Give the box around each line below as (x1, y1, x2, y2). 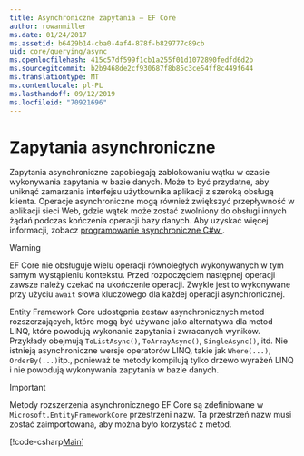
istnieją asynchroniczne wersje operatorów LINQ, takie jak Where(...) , (9, 345, 271, 356)
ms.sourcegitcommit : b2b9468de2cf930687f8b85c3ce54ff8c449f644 (9, 64, 254, 74)
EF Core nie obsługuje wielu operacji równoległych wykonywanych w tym (9, 260, 284, 271)
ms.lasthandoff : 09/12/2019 (9, 89, 116, 98)
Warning (9, 243, 41, 253)
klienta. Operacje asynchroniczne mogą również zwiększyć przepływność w (9, 196, 295, 207)
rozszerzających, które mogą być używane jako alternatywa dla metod (9, 316, 274, 327)
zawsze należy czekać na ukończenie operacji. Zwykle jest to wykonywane (9, 279, 291, 291)
